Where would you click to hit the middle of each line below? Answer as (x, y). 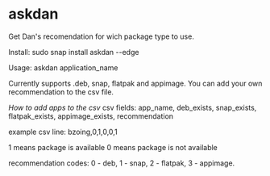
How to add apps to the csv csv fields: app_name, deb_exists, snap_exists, (133, 107)
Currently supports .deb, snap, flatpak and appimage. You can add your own (135, 83)
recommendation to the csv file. (61, 92)
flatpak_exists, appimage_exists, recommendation (91, 116)
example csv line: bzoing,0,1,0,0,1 (63, 132)
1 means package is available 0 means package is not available (113, 147)
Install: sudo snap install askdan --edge (74, 52)
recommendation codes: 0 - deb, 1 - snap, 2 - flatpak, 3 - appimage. (122, 163)
